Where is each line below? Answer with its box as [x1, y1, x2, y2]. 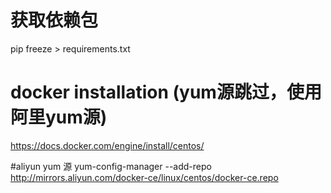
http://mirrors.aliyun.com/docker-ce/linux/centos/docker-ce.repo [10, 171, 279, 183]
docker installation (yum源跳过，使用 [10, 81, 322, 104]
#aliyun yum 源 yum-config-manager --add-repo [10, 160, 212, 172]
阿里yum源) [10, 106, 108, 129]
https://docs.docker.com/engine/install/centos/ [10, 139, 205, 151]
